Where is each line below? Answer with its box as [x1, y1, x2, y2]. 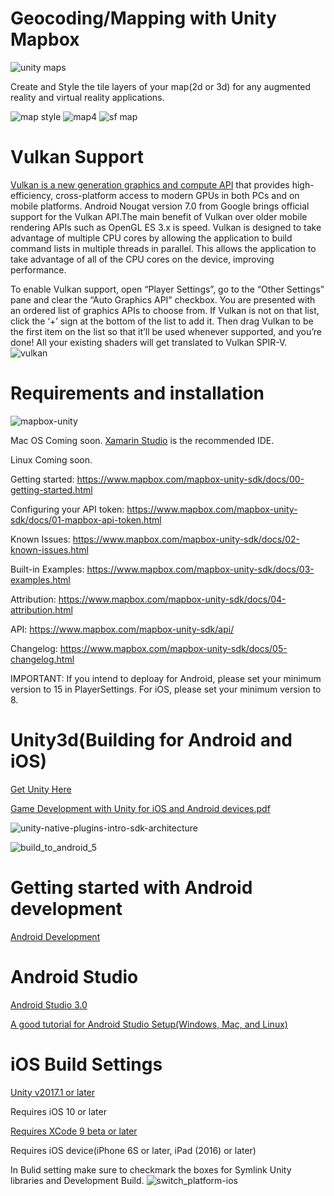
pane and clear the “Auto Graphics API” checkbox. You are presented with [10, 293, 316, 306]
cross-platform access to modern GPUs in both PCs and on [55, 189, 300, 201]
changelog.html [10, 653, 75, 665]
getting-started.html [10, 483, 93, 496]
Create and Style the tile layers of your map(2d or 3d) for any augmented [10, 80, 312, 92]
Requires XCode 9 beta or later [10, 1125, 138, 1137]
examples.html [10, 573, 71, 586]
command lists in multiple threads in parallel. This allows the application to [10, 242, 317, 254]
